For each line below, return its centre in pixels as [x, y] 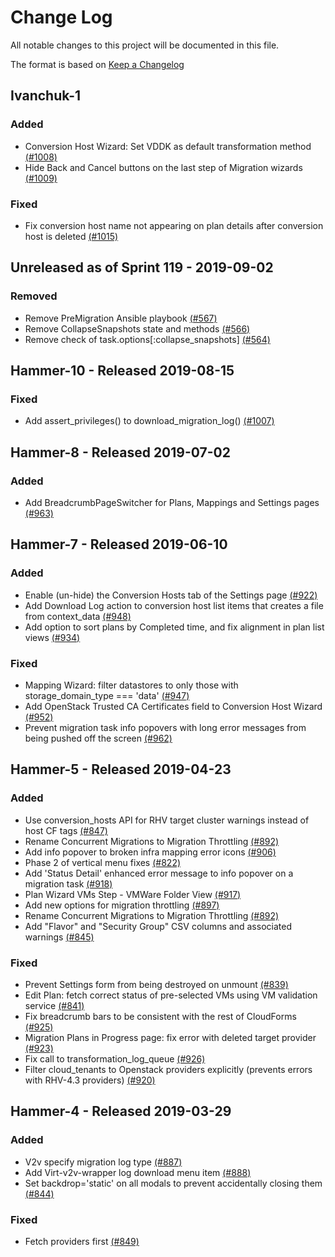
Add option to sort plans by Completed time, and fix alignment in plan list [174, 627]
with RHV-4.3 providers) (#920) [90, 1080]
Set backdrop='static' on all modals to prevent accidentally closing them [173, 1183]
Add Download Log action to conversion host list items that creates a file [174, 605]
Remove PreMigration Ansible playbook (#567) [121, 318]
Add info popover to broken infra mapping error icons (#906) [150, 852]
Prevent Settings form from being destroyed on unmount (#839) [156, 984]
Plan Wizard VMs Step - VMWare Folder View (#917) [133, 894]
